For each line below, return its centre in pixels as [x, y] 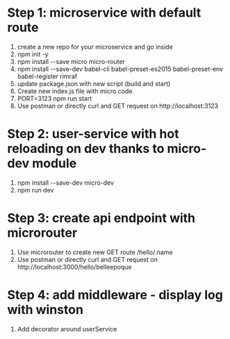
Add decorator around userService [67, 329]
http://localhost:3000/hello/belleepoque [74, 267]
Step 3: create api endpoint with [101, 218]
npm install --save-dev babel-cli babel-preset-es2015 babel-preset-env [120, 69]
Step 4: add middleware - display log [115, 295]
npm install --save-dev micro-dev [66, 183]
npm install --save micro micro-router [71, 61]
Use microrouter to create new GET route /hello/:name [95, 252]
